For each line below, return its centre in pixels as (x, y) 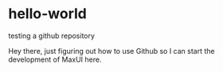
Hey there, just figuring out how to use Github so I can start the (111, 51)
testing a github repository (52, 36)
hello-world (48, 14)
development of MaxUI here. (55, 59)
